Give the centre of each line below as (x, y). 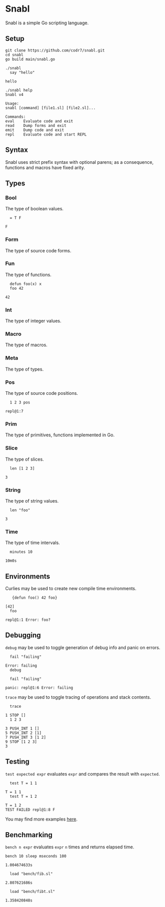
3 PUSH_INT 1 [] (22, 729)
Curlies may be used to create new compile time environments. (71, 588)
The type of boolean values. (35, 209)
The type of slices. (25, 459)
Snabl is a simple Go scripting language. (47, 23)
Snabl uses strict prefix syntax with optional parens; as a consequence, (79, 162)
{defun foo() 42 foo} (35, 598)
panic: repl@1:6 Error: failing (39, 688)
